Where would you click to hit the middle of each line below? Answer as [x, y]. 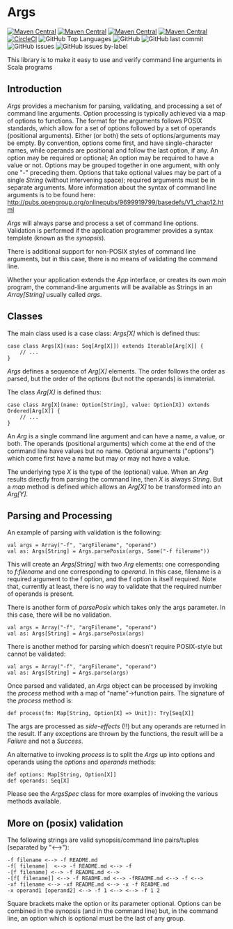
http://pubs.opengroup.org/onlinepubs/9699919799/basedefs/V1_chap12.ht [115, 202]
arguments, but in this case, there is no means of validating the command [112, 259]
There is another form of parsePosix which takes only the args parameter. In [116, 608]
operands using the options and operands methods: [82, 762]
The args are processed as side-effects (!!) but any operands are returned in [116, 726]
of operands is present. [41, 594]
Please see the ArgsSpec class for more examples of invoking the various [113, 794]
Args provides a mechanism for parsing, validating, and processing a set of [115, 106]
